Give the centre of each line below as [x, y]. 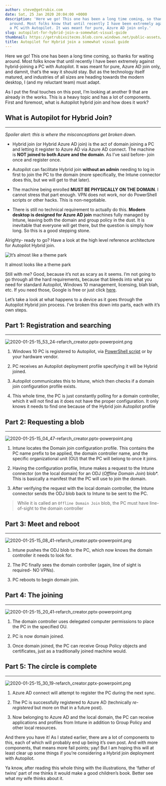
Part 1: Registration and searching [58, 325]
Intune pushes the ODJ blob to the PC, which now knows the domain [82, 550]
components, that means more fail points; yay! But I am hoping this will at [80, 747]
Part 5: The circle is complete [51, 667]
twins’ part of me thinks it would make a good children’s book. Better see [79, 773]
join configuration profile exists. [44, 387]
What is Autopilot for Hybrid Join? [59, 118]
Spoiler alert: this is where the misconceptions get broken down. [71, 134]
